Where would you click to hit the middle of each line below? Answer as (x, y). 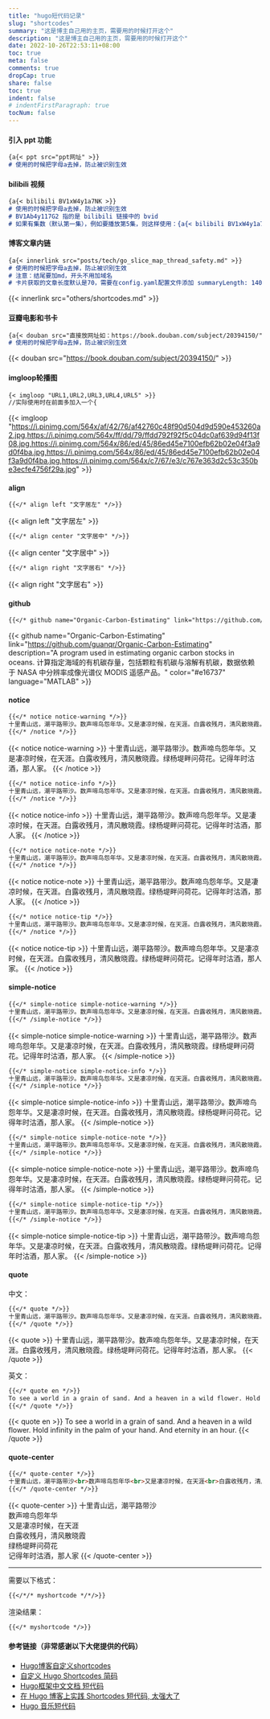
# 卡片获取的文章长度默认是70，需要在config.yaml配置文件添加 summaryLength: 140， (138, 283)
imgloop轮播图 (33, 377)
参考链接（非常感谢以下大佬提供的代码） (75, 1647)
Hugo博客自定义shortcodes (65, 1665)
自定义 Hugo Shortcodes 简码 (69, 1676)
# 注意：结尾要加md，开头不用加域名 (60, 276)
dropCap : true (32, 76)
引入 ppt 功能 (30, 140)
